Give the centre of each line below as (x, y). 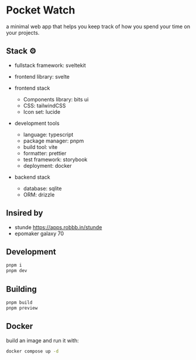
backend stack (32, 177)
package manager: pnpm (54, 141)
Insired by (25, 213)
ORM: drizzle (39, 195)
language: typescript (48, 134)
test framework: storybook (55, 159)
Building (21, 289)
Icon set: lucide (42, 111)
